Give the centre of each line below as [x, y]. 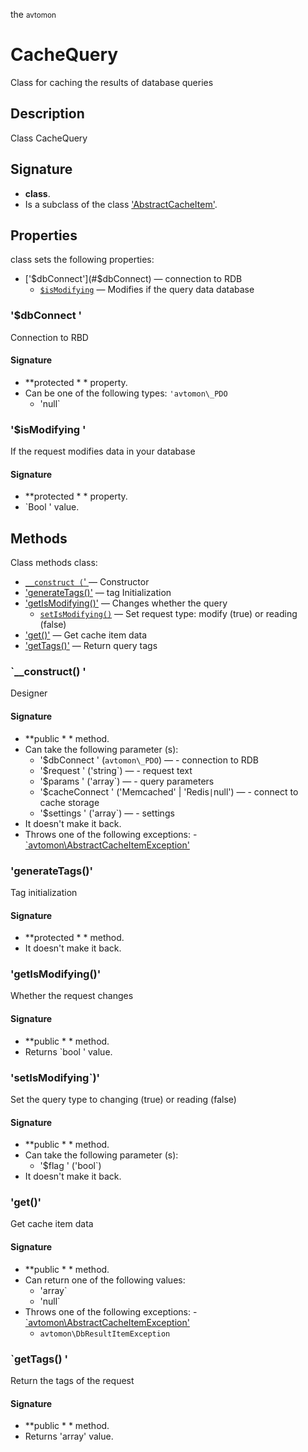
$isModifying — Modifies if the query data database [147, 290]
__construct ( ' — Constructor [87, 582]
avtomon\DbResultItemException [105, 1334]
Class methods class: [54, 563]
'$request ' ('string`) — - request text [116, 770]
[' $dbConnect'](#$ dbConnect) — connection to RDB [133, 279]
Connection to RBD [49, 337]
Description [47, 114]
